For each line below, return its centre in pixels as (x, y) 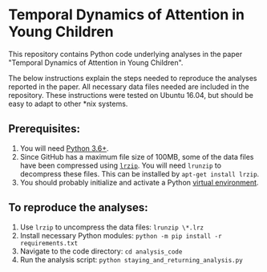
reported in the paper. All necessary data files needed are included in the (129, 87)
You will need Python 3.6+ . (64, 148)
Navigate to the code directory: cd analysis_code (101, 251)
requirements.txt (49, 243)
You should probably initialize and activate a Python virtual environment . (139, 182)
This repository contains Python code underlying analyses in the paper (125, 54)
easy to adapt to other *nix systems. (68, 104)
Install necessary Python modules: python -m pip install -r (121, 235)
